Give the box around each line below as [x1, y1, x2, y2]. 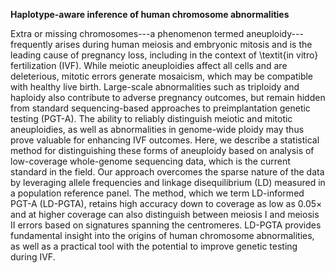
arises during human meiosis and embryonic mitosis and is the [54, 39, 313, 50]
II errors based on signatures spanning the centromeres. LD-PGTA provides [10, 219, 322, 231]
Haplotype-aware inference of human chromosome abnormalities [10, 9, 290, 20]
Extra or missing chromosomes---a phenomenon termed [10, 28, 245, 39]
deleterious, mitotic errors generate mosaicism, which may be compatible [10, 70, 314, 82]
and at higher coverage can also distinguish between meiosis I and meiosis [10, 209, 320, 220]
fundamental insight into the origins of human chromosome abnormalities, [10, 230, 315, 241]
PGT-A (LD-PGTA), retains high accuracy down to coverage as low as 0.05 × [10, 198, 323, 209]
